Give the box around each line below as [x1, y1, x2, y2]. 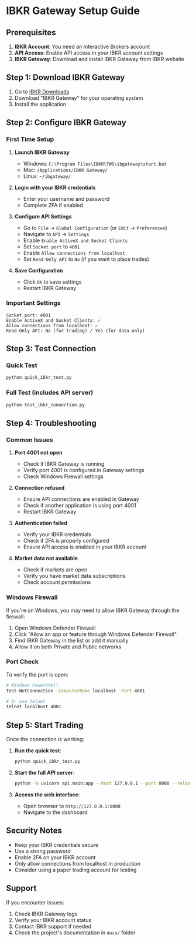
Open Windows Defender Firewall [14, 624, 96, 631]
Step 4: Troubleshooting [6, 418, 97, 428]
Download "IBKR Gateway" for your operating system [14, 94, 143, 101]
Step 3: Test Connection [6, 344, 97, 354]
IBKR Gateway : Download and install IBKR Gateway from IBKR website [14, 56, 184, 62]
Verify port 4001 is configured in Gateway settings [23, 467, 145, 474]
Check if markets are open [23, 566, 88, 573]
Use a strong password [14, 847, 71, 854]
